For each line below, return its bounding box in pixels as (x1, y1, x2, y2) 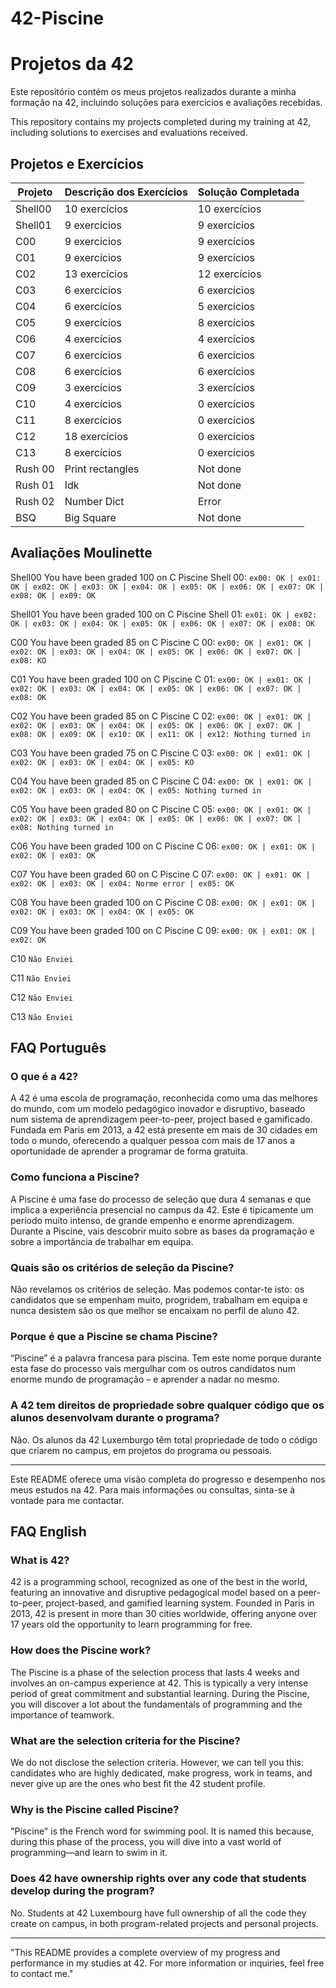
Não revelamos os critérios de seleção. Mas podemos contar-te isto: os (10, 1283, 305, 1296)
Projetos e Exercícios (10, 155, 145, 172)
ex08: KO (10, 655, 47, 666)
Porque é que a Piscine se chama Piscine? (10, 1329, 218, 1343)
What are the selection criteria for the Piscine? (10, 1733, 241, 1747)
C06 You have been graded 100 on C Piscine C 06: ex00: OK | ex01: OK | (10, 840, 316, 852)
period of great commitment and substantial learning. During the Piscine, (10, 1687, 310, 1699)
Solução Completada (197, 185, 300, 199)
